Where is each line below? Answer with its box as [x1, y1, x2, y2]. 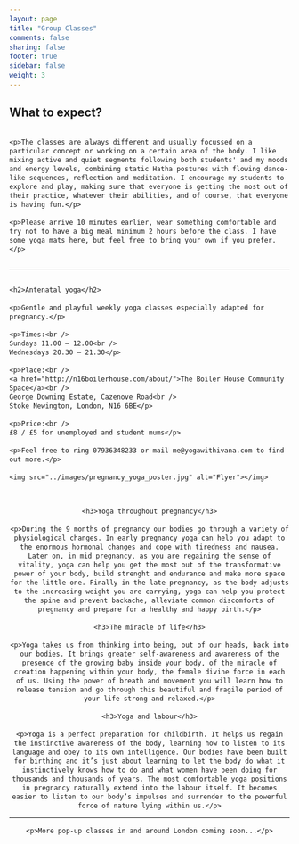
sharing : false [9, 43, 66, 52]
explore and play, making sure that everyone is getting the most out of [9, 182, 289, 191]
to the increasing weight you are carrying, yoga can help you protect [13, 587, 286, 596]
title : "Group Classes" [9, 23, 98, 33]
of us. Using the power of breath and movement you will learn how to [16, 676, 283, 685]
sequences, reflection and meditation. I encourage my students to [28, 173, 285, 182]
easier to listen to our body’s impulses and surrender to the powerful [12, 792, 287, 801]
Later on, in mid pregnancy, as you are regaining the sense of [28, 551, 271, 560]
